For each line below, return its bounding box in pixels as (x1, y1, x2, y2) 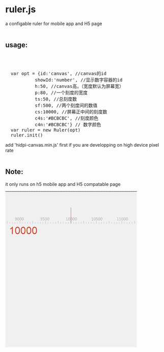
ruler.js (5, 4, 36, 15)
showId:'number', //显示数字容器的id (35, 77, 123, 83)
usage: (5, 41, 28, 50)
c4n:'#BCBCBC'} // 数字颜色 (35, 122, 101, 127)
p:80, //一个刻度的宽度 (35, 89, 88, 96)
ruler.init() (10, 132, 43, 138)
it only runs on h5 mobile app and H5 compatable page (5, 181, 121, 187)
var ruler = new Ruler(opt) (10, 127, 81, 133)
